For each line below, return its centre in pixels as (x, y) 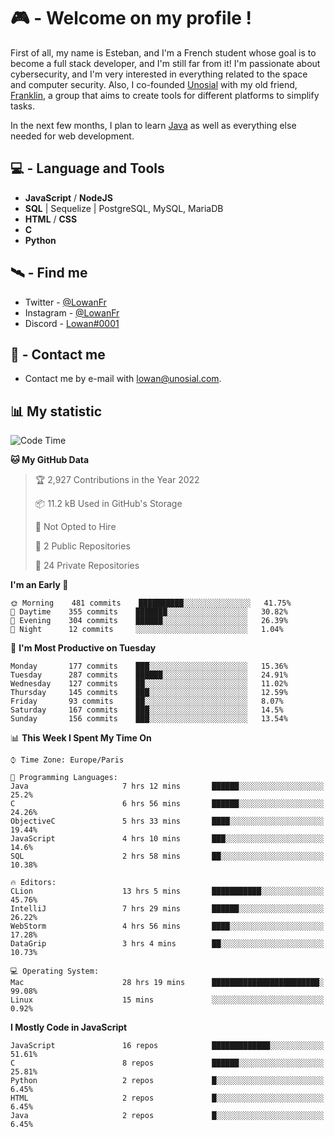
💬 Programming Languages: (64, 778)
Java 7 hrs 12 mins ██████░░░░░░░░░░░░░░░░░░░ (167, 786)
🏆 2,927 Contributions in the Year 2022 (117, 480)
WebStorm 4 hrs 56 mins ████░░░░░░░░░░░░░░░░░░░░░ (167, 926)
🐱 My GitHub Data (50, 460)
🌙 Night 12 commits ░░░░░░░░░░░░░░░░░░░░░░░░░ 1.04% (147, 630)
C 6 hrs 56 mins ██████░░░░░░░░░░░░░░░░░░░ (167, 804)
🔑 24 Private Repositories (87, 566)
